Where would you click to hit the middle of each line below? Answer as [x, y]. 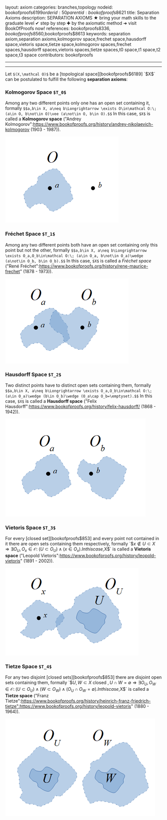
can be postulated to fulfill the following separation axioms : [66, 79]
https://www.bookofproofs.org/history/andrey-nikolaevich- [93, 124]
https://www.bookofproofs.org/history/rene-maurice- [93, 266]
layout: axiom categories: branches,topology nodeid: [59, 7]
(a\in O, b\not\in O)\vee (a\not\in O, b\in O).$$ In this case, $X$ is [78, 114]
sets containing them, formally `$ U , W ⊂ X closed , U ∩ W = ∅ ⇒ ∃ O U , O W [81, 683]
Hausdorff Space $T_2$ [33, 374]
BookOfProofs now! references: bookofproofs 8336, [58, 28]
